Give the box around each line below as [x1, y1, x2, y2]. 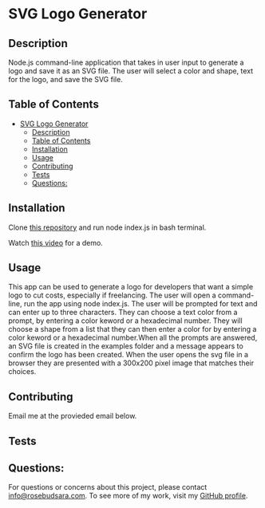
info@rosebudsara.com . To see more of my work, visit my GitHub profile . [8, 491, 248, 501]
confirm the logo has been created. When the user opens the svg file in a [8, 350, 249, 360]
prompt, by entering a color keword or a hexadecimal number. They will [8, 316, 243, 325]
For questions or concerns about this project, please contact [8, 482, 208, 492]
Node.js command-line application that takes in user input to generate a [8, 57, 244, 67]
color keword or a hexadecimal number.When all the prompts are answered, [8, 333, 258, 343]
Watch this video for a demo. [8, 238, 104, 247]
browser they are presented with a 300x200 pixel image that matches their [8, 358, 255, 368]
